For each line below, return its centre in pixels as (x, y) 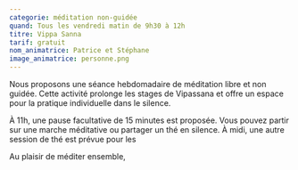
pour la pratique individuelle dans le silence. (90, 103)
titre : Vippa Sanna (46, 34)
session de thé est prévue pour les (73, 139)
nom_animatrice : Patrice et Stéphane (79, 51)
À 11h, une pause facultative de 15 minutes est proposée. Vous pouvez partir (149, 120)
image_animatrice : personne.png (69, 59)
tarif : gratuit (37, 42)
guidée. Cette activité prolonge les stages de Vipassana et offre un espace (146, 93)
